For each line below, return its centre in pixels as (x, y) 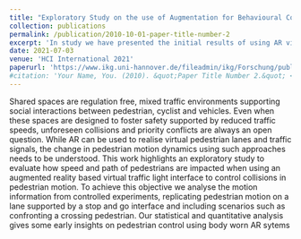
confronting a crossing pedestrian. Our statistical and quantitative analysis (146, 215)
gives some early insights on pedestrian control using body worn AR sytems (150, 225)
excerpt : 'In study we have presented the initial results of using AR (146, 43)
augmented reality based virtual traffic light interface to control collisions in (148, 177)
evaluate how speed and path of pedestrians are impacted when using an (145, 167)
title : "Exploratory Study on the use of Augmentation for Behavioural (146, 17)
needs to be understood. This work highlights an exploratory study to (137, 158)
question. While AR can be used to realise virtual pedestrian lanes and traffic (150, 139)
